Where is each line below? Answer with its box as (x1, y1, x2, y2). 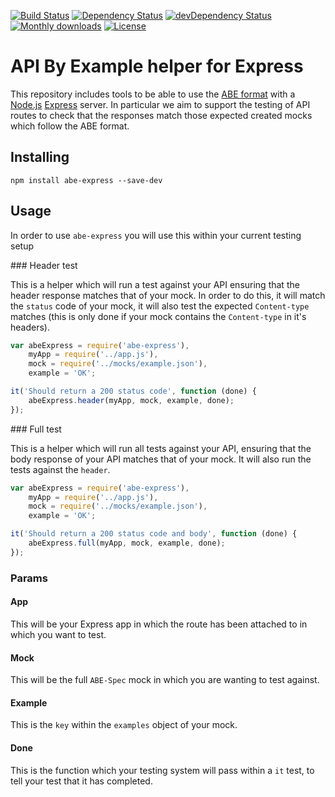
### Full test (10, 423, 62, 435)
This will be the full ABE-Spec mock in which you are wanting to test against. (10, 674, 320, 686)
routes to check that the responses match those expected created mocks (10, 109, 313, 121)
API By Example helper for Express (10, 55, 304, 78)
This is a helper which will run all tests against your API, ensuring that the (10, 442, 312, 454)
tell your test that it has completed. (10, 775, 153, 787)
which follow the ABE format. (10, 120, 130, 132)
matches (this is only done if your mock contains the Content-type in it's (10, 310, 307, 322)
